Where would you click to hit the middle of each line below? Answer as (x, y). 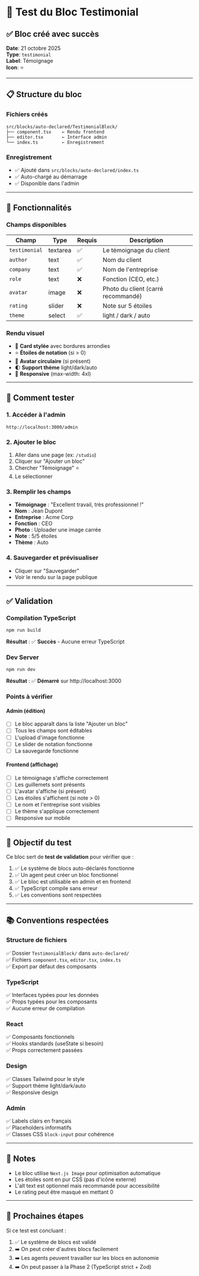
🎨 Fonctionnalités (39, 208)
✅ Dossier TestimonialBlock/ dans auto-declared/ (68, 953)
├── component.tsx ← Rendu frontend (55, 132)
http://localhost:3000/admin (42, 427)
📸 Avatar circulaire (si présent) (52, 361)
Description (146, 240)
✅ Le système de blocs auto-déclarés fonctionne (74, 868)
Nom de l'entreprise (130, 269)
